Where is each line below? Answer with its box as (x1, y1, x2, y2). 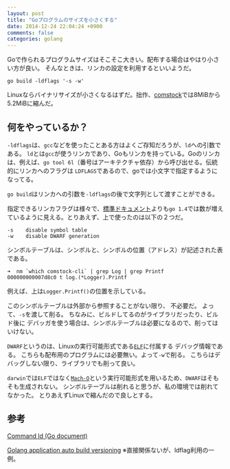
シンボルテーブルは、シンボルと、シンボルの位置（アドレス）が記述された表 (7, 246, 223, 254)
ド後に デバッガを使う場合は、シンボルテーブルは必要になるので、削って (7, 318, 213, 327)
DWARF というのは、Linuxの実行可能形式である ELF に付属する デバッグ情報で (7, 342, 218, 350)
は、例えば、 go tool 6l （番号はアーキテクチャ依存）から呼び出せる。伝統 (7, 157, 218, 166)
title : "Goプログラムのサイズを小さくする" (7, 17, 118, 23)
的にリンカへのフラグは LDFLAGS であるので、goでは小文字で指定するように (7, 166, 218, 175)
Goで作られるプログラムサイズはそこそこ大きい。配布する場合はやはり (7, 56, 207, 64)
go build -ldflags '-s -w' (7, 78, 84, 85)
